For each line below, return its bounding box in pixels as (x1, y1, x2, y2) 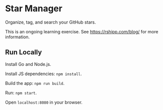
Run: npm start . (5, 89, 37, 96)
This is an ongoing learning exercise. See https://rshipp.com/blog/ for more (5, 28, 159, 34)
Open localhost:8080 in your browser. (5, 99, 83, 105)
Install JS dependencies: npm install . (5, 71, 82, 77)
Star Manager (5, 3, 63, 14)
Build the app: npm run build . (5, 80, 65, 86)
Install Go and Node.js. (5, 61, 51, 67)
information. (5, 34, 30, 40)
